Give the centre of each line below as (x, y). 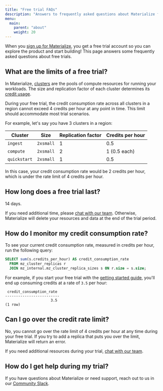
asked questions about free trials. (38, 56)
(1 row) (13, 305)
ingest (15, 143)
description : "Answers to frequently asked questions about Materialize (80, 14)
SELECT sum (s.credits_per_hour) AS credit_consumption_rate (67, 259)
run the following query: (29, 250)
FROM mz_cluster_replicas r (38, 264)
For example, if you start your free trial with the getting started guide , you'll (80, 278)
